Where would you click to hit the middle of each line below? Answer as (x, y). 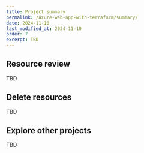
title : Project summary (36, 12)
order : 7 (17, 34)
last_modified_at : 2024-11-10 (44, 28)
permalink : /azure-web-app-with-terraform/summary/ (72, 17)
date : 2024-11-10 (28, 23)
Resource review (38, 64)
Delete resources (39, 97)
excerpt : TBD (22, 40)
